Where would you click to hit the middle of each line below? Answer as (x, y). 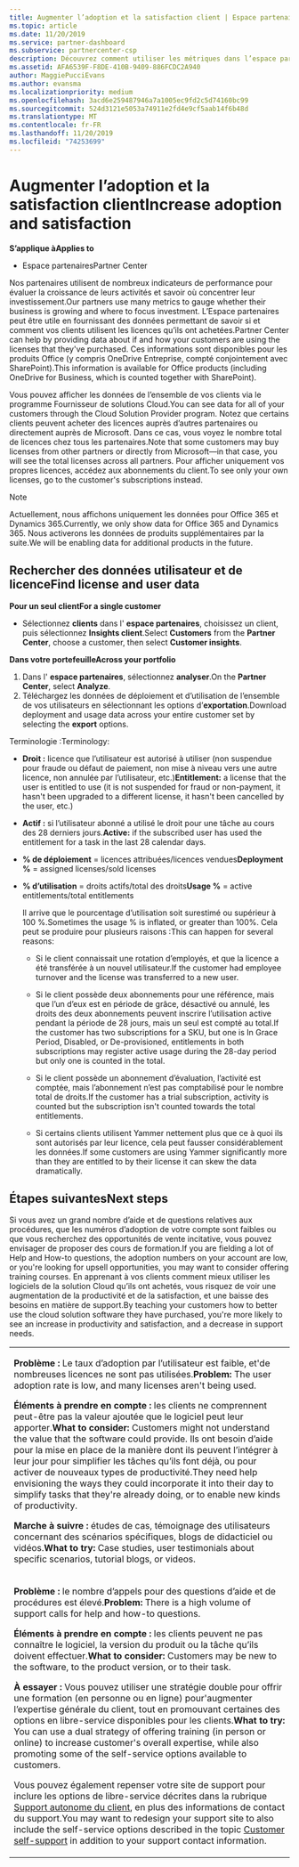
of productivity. (46, 1506)
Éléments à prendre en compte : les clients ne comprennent (140, 1406)
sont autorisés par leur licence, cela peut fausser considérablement (159, 1142)
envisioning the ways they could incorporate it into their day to (144, 1483)
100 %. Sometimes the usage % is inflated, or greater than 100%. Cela (150, 921)
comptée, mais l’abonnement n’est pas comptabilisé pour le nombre (159, 1087)
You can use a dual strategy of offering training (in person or (140, 1732)
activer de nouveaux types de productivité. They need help (136, 1473)
